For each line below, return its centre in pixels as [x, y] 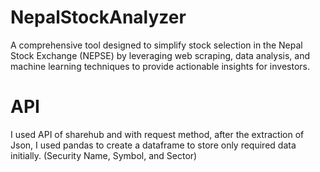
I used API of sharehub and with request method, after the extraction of [157, 134]
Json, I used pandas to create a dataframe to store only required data [153, 145]
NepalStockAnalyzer [98, 17]
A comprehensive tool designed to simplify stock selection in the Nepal [156, 45]
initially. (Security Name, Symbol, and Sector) [104, 155]
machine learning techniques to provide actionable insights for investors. [160, 66]
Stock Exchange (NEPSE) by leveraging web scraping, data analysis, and [160, 55]
